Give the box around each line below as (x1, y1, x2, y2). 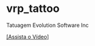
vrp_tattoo (6, 2, 60, 16)
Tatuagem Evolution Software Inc (6, 22, 89, 29)
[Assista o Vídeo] (6, 33, 50, 40)
